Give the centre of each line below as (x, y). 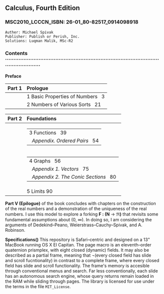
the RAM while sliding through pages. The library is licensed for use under (80, 281)
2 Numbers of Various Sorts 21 (64, 104)
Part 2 (15, 118)
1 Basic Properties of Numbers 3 (66, 96)
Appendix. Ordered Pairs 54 (65, 140)
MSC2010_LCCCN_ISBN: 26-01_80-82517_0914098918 (72, 22)
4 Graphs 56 (45, 160)
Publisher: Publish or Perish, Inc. (42, 36)
